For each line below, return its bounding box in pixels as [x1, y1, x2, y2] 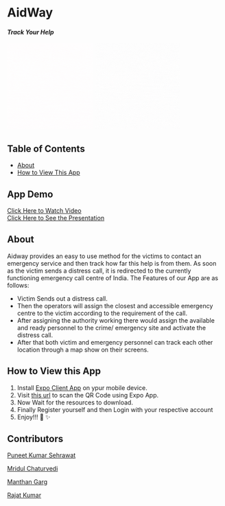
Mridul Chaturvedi [7, 465, 58, 473]
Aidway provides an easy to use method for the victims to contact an [7, 252, 202, 260]
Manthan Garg [7, 478, 48, 486]
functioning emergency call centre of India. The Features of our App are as [7, 273, 218, 282]
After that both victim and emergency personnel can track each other [16, 338, 213, 346]
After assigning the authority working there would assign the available [16, 316, 215, 324]
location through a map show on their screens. [16, 345, 149, 354]
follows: [7, 281, 29, 289]
